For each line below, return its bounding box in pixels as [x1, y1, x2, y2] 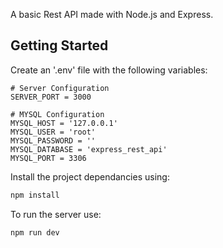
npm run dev [10, 227, 60, 238]
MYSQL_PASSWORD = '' [10, 135, 97, 146]
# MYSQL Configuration [10, 109, 105, 119]
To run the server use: [10, 208, 102, 220]
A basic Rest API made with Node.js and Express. [10, 9, 214, 20]
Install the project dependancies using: [10, 170, 170, 183]
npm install [10, 190, 60, 200]
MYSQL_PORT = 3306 [10, 153, 87, 163]
